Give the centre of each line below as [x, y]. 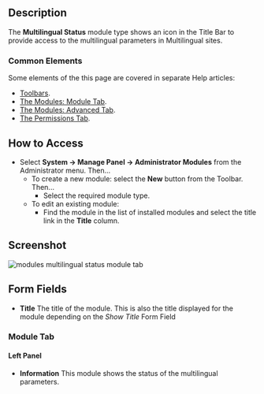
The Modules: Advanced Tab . [67, 110]
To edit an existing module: [75, 203]
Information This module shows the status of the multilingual [119, 373]
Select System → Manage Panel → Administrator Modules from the [130, 162]
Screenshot [37, 245]
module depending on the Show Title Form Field [97, 316]
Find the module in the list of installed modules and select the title [150, 212]
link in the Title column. [81, 221]
